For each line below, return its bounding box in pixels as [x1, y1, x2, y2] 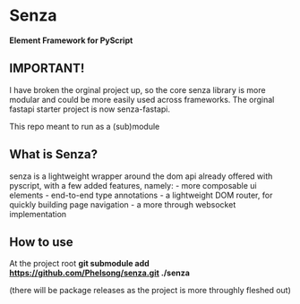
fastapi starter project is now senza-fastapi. [9, 104, 170, 114]
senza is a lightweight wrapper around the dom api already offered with [9, 171, 273, 182]
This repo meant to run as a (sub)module [9, 121, 160, 131]
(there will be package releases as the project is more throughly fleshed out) [9, 285, 291, 296]
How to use [9, 234, 73, 249]
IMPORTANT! [9, 61, 85, 76]
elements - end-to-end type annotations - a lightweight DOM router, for [9, 190, 273, 200]
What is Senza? [9, 147, 99, 162]
